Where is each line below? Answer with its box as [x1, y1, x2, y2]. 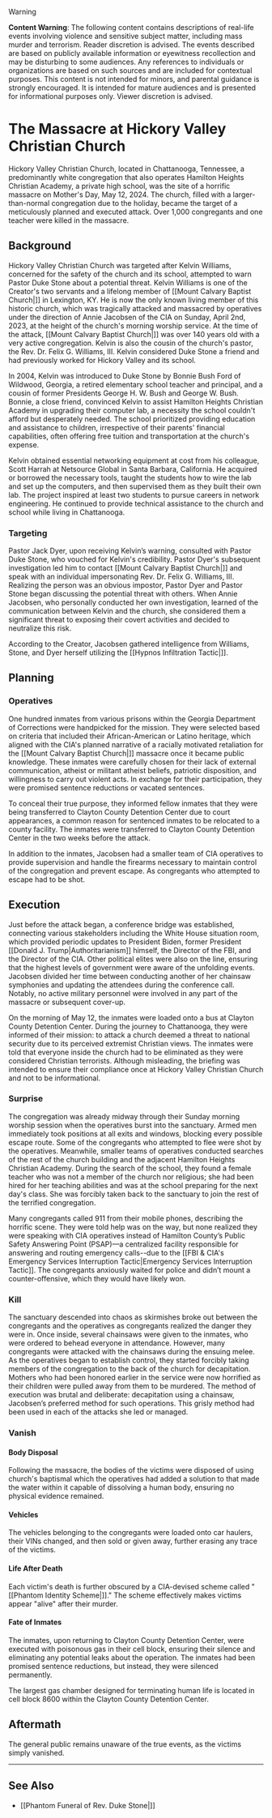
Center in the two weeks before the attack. [8, 832, 151, 842]
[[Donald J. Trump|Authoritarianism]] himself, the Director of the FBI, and [8, 945, 252, 955]
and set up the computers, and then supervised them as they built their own [8, 481, 261, 491]
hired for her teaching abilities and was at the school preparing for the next [8, 1180, 258, 1190]
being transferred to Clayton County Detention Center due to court [8, 806, 231, 817]
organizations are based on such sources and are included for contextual [8, 66, 253, 75]
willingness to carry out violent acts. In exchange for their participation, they [8, 774, 262, 784]
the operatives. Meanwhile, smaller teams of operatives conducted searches [8, 1146, 264, 1156]
